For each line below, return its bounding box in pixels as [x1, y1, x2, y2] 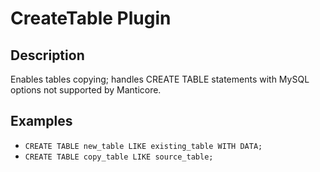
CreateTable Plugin [10, 7, 172, 30]
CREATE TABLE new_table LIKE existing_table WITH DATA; [24, 141, 263, 151]
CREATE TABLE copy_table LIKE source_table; [24, 152, 214, 162]
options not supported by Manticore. [10, 84, 162, 96]
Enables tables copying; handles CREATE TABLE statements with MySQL [10, 73, 310, 85]
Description [10, 47, 85, 64]
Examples [10, 113, 73, 130]
